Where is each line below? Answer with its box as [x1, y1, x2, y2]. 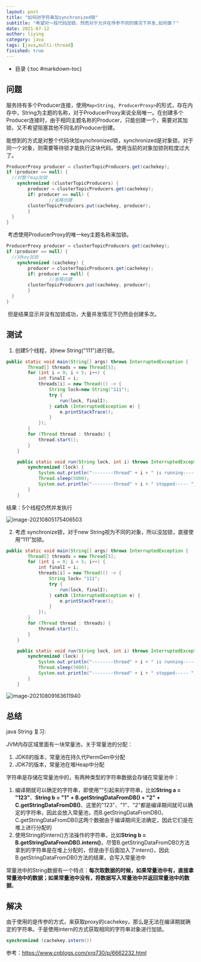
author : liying [6, 31, 44, 37]
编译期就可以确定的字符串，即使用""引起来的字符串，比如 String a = [14, 787, 181, 794]
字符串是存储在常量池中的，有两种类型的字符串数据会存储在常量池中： [6, 774, 179, 781]
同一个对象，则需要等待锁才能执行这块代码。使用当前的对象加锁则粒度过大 [6, 144, 190, 151]
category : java [6, 37, 44, 43]
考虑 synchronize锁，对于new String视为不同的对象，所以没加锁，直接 [14, 528, 189, 535]
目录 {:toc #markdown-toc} [14, 65, 83, 72]
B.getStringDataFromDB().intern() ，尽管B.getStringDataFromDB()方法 [14, 839, 190, 846]
